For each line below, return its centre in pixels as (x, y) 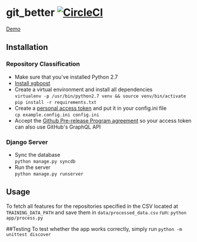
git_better (31, 13)
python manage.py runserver (49, 174)
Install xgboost (32, 83)
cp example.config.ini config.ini (57, 115)
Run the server (33, 167)
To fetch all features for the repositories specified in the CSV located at (92, 206)
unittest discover (29, 234)
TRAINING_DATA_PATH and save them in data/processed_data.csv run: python (96, 212)
